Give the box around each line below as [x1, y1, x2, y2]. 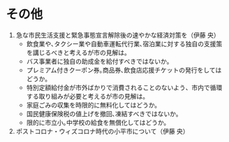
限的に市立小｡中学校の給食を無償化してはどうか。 [26, 118, 170, 127]
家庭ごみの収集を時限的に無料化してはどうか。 [26, 101, 161, 109]
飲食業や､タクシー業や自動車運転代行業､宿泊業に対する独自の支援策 [26, 39, 223, 48]
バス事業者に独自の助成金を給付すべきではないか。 [26, 57, 173, 65]
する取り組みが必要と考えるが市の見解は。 [26, 92, 149, 100]
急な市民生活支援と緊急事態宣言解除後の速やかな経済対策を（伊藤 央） [15, 31, 220, 39]
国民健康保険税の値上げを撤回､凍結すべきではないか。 [26, 109, 182, 118]
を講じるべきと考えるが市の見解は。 [26, 48, 131, 57]
